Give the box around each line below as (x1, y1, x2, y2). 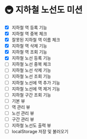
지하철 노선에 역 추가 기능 (11, 79, 61, 85)
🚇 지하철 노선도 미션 (4, 4, 83, 16)
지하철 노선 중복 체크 (11, 61, 51, 67)
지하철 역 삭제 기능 (11, 43, 47, 49)
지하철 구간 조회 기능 (11, 92, 51, 98)
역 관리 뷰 (11, 104, 30, 110)
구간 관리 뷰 (11, 116, 35, 122)
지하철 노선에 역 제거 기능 (11, 86, 61, 92)
